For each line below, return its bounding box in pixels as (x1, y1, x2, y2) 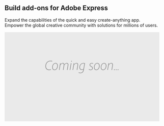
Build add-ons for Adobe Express (4, 4, 109, 12)
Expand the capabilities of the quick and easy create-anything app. (4, 17, 140, 23)
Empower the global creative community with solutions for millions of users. (4, 22, 158, 28)
